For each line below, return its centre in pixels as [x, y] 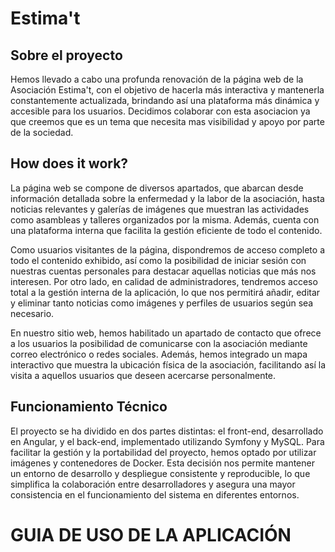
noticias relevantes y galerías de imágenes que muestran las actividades [160, 209]
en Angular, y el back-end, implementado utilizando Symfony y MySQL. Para [167, 441]
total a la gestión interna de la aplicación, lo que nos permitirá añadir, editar [165, 292]
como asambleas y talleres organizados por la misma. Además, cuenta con [165, 219]
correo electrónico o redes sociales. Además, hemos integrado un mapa [159, 354]
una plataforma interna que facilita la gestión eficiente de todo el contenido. [166, 230]
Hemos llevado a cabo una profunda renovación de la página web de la [157, 79]
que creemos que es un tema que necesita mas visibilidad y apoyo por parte [167, 121]
